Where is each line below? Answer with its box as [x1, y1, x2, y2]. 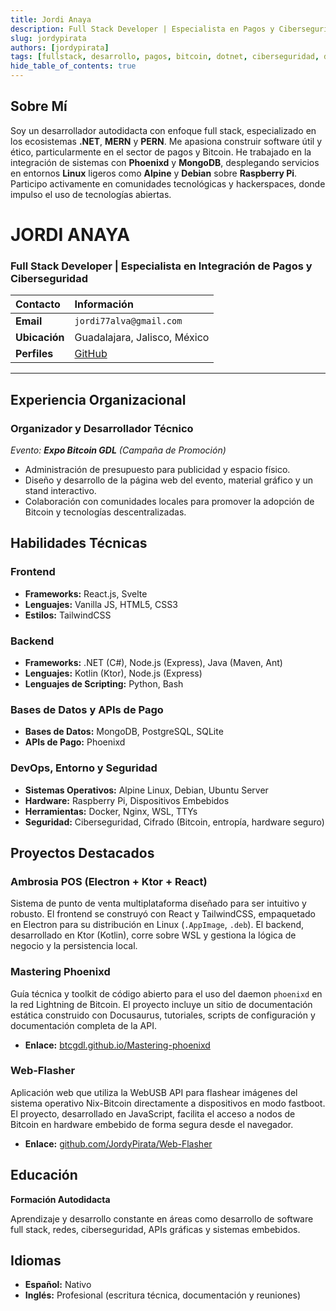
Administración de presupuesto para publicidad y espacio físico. [24, 463, 291, 475]
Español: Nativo [24, 1279, 92, 1291]
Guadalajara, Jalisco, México [74, 331, 210, 345]
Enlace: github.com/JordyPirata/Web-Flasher [24, 1137, 213, 1150]
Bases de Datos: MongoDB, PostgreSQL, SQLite [24, 726, 224, 738]
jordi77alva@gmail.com [74, 316, 183, 327]
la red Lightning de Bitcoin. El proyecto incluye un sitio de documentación [10, 998, 313, 1010]
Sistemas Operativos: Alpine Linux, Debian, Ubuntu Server [24, 784, 269, 796]
